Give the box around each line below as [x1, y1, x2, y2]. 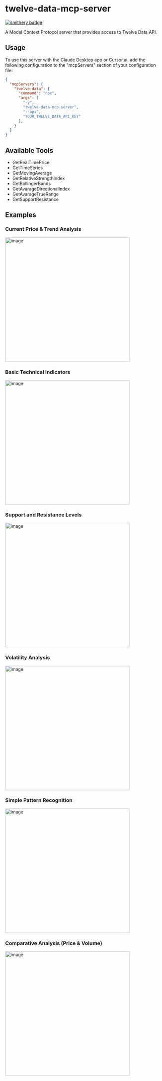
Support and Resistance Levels [5, 511, 82, 518]
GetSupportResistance [12, 196, 59, 202]
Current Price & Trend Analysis [5, 226, 81, 233]
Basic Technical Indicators [5, 369, 71, 376]
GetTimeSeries [12, 165, 43, 171]
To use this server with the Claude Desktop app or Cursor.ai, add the [5, 57, 146, 63]
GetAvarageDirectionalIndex [12, 186, 70, 192]
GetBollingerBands [12, 180, 51, 187]
